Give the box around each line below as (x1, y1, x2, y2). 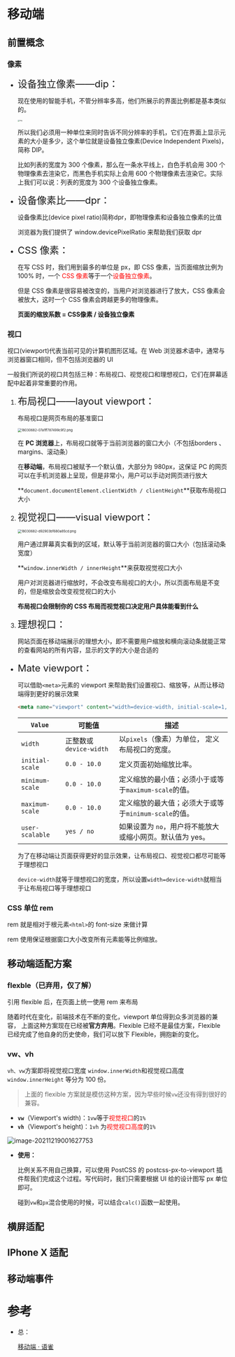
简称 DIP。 (17, 145, 48, 154)
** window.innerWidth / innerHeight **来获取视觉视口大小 (17, 564, 183, 572)
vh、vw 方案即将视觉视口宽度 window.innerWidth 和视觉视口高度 (7, 1066, 185, 1075)
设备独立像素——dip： (17, 78, 119, 90)
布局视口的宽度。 (118, 745, 176, 755)
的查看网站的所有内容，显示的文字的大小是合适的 (17, 646, 159, 655)
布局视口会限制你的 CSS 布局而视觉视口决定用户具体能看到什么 (17, 602, 199, 611)
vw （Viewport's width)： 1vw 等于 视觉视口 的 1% (17, 1114, 146, 1122)
